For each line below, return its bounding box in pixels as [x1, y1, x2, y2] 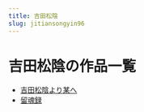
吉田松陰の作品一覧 [8, 57, 137, 75]
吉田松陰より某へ [19, 85, 78, 95]
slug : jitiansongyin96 [8, 19, 85, 28]
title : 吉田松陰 [8, 11, 58, 20]
